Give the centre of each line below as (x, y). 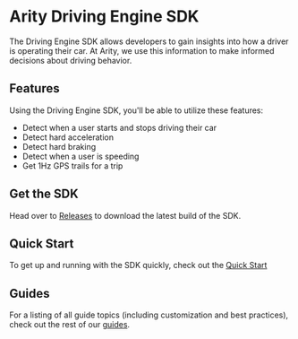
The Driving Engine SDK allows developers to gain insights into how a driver (149, 41)
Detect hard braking (59, 146)
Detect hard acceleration (68, 137)
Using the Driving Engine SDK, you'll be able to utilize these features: (136, 110)
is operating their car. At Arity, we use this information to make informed (142, 50)
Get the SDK (44, 194)
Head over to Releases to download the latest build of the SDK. (125, 215)
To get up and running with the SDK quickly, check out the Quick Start (138, 265)
